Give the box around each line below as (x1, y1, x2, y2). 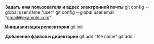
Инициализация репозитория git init (5, 24, 83, 30)
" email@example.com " (5, 15, 52, 20)
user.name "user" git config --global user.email (19, 9, 115, 15)
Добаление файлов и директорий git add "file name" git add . (5, 34, 135, 39)
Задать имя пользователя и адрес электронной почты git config (5, 4, 144, 10)
